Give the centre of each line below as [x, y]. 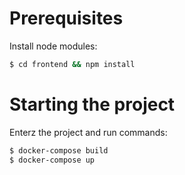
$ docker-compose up [52, 160]
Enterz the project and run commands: [88, 132]
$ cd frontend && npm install [72, 64]
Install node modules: [53, 46]
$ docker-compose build [59, 150]
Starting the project [92, 104]
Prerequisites [66, 18]
